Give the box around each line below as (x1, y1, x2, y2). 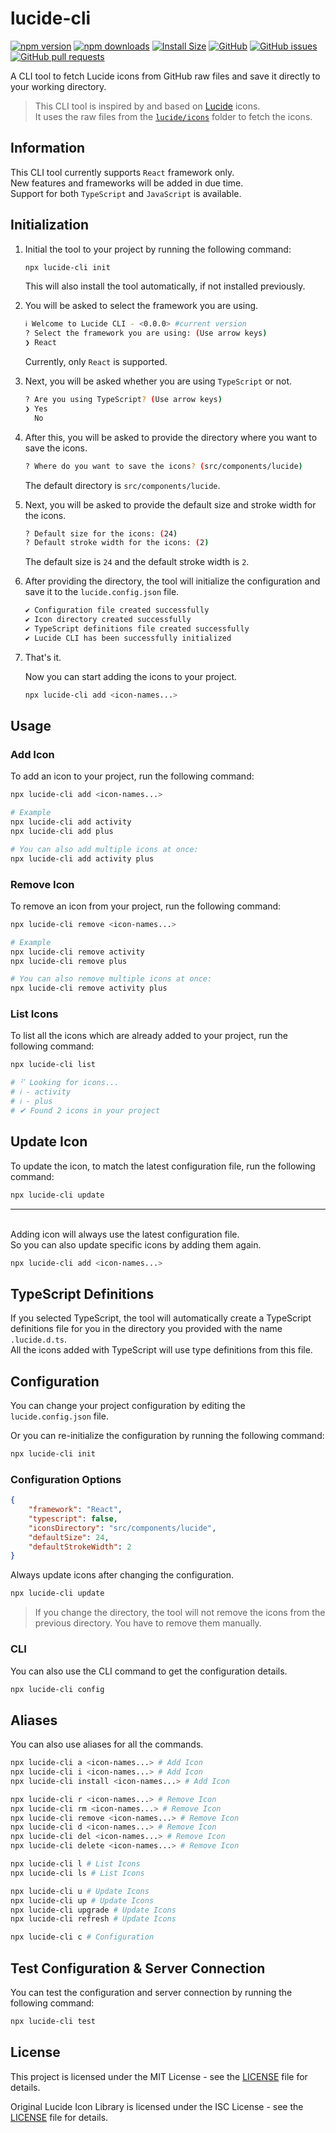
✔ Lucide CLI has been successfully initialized (24, 633, 232, 643)
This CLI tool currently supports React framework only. (10, 166, 235, 178)
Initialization (10, 217, 90, 234)
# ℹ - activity (10, 1087, 72, 1097)
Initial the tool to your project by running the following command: (24, 243, 292, 255)
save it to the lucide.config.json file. (24, 586, 180, 598)
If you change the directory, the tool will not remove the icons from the (34, 1607, 326, 1619)
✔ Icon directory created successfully (24, 615, 192, 625)
